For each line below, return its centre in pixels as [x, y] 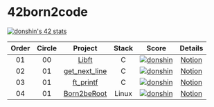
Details [191, 48]
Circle [47, 48]
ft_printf [85, 82]
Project [85, 48]
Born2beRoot [85, 93]
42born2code [48, 12]
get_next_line [85, 71]
